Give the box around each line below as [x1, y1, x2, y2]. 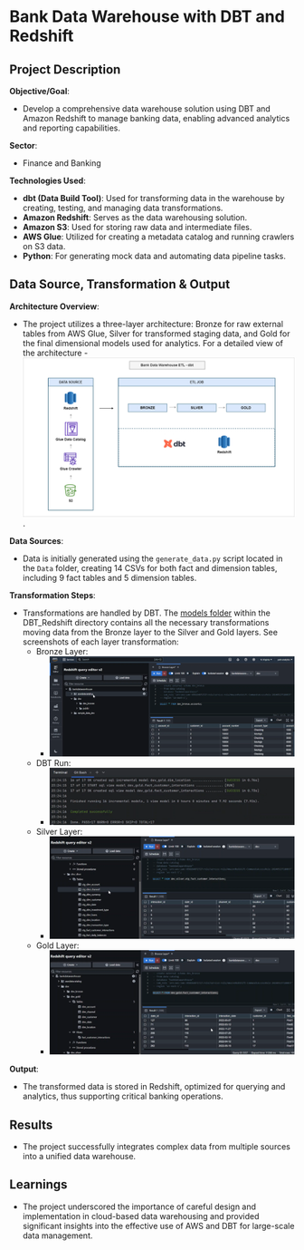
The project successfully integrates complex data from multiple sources [22, 1140, 291, 1152]
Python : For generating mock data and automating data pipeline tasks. [22, 251, 287, 261]
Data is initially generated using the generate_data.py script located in [22, 553, 283, 564]
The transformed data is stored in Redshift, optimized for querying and [22, 1081, 286, 1092]
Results [9, 1117, 53, 1132]
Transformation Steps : [9, 590, 97, 601]
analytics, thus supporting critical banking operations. [22, 1090, 223, 1102]
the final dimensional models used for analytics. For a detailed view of [22, 337, 283, 348]
